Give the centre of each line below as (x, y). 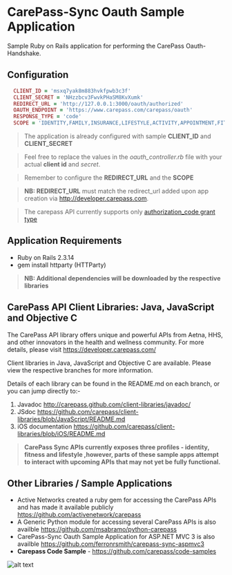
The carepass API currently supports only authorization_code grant (119, 212)
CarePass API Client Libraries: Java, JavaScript (111, 307)
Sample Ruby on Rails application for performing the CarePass (96, 46)
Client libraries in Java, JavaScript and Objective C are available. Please (109, 363)
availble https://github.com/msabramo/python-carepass (97, 529)
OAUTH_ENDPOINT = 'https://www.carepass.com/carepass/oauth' (103, 110)
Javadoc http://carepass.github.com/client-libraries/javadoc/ (104, 404)
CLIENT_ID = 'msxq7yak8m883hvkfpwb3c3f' (72, 91)
